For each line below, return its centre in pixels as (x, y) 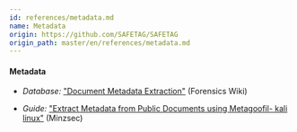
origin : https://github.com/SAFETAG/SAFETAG (94, 34)
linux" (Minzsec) (52, 119)
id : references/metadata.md (62, 18)
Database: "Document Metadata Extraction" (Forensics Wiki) (135, 92)
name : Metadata (38, 26)
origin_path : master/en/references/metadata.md (100, 43)
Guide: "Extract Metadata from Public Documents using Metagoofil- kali (155, 109)
